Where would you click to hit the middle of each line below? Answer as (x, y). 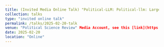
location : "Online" (25, 37)
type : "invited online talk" (35, 19)
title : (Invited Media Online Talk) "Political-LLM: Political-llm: (76, 10)
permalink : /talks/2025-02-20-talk (41, 23)
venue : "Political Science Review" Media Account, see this (68, 28)
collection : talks (24, 14)
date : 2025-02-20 (23, 32)
